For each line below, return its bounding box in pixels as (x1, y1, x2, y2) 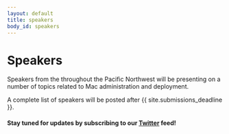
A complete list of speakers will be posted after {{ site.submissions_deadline (7, 96, 223, 104)
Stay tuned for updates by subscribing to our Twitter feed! (7, 118, 176, 127)
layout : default (7, 10, 53, 17)
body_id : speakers (7, 23, 60, 30)
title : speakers (7, 16, 53, 23)
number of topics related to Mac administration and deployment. (7, 82, 189, 91)
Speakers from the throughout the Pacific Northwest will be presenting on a (7, 75, 221, 83)
